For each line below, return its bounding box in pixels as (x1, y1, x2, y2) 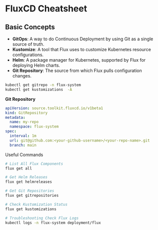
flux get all (5, 166, 32, 171)
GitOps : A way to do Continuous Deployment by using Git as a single (12, 36, 154, 42)
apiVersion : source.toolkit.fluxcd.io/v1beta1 (5, 105, 103, 111)
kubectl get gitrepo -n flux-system (5, 82, 81, 87)
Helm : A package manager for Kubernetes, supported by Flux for (12, 57, 146, 63)
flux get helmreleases (5, 179, 52, 184)
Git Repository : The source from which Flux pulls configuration (12, 68, 142, 74)
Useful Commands (5, 152, 44, 157)
